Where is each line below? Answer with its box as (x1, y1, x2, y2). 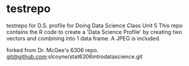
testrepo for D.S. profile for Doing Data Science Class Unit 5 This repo (6, 22, 183, 29)
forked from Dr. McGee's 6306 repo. (6, 46, 99, 53)
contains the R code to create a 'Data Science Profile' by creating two (6, 28, 182, 35)
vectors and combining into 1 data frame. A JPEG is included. (6, 35, 161, 42)
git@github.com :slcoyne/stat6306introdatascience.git (6, 53, 143, 60)
